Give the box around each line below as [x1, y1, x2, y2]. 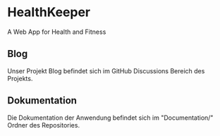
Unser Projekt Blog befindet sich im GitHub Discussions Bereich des [7, 66, 205, 75]
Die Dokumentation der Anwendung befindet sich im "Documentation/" [7, 113, 214, 122]
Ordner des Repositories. [7, 120, 80, 129]
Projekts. [7, 74, 33, 82]
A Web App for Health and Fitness [7, 27, 106, 36]
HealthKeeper [7, 4, 91, 20]
